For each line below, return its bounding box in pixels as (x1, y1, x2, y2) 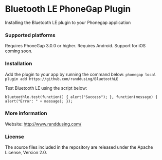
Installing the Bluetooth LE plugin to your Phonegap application (5, 20, 131, 25)
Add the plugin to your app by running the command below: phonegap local (5, 71, 157, 77)
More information (5, 110, 47, 117)
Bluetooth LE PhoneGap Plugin (5, 3, 131, 15)
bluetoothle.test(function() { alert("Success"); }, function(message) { (5, 94, 158, 100)
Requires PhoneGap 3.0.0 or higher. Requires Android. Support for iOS (5, 43, 146, 49)
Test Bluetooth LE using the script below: (5, 85, 88, 91)
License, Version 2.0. (5, 150, 47, 156)
